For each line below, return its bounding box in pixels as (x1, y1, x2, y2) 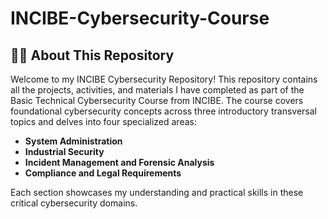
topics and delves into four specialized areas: (10, 116, 197, 127)
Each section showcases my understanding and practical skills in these (10, 187, 304, 198)
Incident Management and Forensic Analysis (24, 157, 215, 168)
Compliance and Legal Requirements (24, 167, 182, 179)
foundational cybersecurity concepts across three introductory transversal (10, 105, 317, 117)
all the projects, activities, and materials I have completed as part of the (10, 84, 305, 96)
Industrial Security (24, 146, 105, 157)
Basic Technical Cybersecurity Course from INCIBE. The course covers (10, 95, 304, 106)
